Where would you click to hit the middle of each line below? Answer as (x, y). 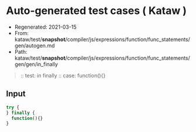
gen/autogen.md (35, 46)
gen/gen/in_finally (36, 64)
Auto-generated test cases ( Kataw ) (97, 11)
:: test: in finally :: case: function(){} (63, 75)
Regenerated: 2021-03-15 (46, 27)
